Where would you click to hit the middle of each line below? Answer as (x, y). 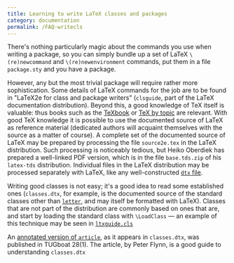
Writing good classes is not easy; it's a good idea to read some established (116, 186)
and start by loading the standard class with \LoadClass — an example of (112, 216)
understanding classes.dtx (47, 252)
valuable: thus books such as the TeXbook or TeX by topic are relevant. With (117, 113)
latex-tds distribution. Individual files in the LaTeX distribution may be (108, 165)
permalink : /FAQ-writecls (45, 27)
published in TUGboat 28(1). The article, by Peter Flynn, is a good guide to (115, 245)
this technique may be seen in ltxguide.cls (70, 224)
